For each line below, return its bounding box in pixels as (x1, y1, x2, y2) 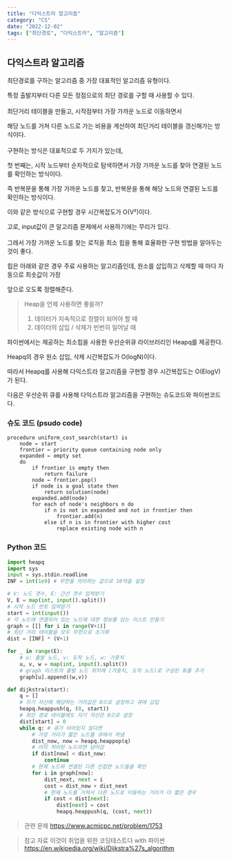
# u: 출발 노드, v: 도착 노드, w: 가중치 (19, 654, 124, 661)
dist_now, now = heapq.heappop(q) (32, 737, 131, 744)
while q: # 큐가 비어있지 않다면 (19, 724, 103, 732)
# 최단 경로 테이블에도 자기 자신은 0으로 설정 (19, 712, 132, 719)
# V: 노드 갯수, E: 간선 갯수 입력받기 (7, 591, 105, 598)
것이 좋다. (7, 247, 33, 256)
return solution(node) (43, 489, 110, 496)
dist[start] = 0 (19, 718, 67, 725)
